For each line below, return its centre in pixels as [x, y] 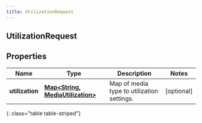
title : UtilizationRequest [40, 12]
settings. [121, 98]
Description [134, 73]
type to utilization [133, 91]
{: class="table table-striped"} [44, 113]
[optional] [179, 91]
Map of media [129, 83]
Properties [26, 57]
